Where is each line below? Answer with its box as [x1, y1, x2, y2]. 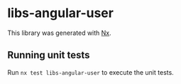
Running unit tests [7, 49, 90, 61]
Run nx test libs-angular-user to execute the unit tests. [7, 68, 174, 76]
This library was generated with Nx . [7, 28, 111, 37]
